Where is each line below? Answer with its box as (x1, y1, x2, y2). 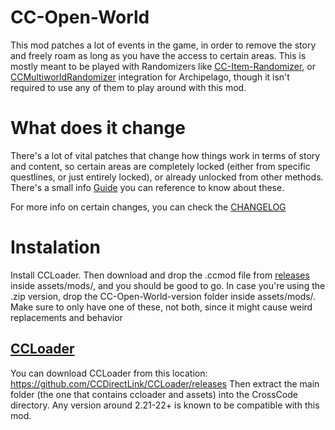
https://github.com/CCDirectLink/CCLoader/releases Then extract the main (10, 377, 320, 390)
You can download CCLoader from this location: (10, 367, 208, 379)
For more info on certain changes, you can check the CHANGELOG (10, 201, 287, 213)
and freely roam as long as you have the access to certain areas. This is (10, 49, 307, 61)
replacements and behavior (10, 311, 123, 323)
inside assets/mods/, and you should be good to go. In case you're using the (10, 279, 326, 291)
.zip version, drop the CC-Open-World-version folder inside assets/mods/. (10, 290, 317, 302)
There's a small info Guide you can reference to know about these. (10, 181, 285, 193)
